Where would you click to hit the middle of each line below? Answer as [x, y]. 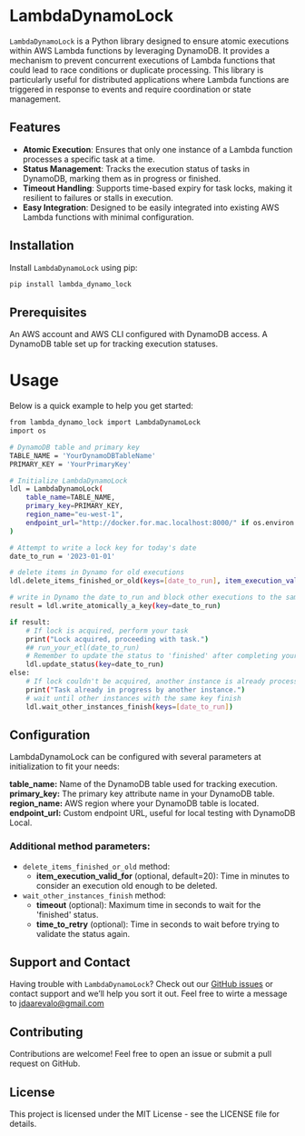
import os [28, 431]
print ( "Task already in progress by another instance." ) [136, 690]
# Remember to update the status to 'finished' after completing [152, 656]
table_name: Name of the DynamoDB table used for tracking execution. [144, 784]
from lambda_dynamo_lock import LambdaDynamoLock [105, 423]
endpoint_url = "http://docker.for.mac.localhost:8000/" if [138, 523]
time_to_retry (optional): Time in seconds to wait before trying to [157, 924]
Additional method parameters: [80, 846]
